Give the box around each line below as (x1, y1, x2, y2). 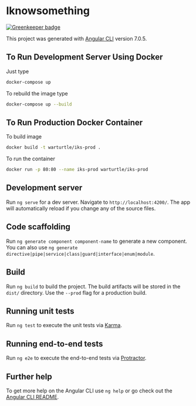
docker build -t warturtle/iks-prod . (6, 144, 101, 151)
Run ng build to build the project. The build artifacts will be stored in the (6, 283, 181, 290)
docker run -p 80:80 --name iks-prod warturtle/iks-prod (6, 167, 148, 173)
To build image (6, 133, 42, 140)
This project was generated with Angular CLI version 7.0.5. (6, 35, 147, 42)
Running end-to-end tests (6, 339, 103, 349)
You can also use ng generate (6, 243, 78, 251)
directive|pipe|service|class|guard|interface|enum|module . (6, 250, 155, 257)
